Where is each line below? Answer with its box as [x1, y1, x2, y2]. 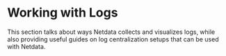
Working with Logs [7, 5, 118, 21]
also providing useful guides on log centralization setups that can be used [7, 35, 219, 43]
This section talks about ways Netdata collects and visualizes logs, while [7, 28, 216, 36]
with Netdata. [7, 42, 46, 50]
